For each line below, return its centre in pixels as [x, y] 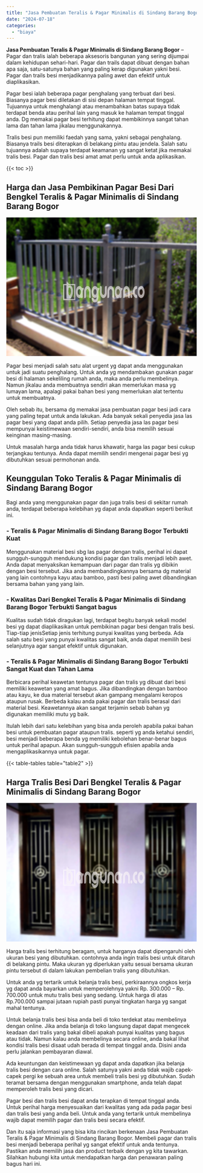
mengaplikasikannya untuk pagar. [48, 751]
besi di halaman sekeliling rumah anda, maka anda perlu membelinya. [93, 378]
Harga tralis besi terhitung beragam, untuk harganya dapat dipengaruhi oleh [101, 951]
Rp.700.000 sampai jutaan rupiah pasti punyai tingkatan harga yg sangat [96, 1001]
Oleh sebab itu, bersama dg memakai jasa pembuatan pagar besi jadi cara [98, 409]
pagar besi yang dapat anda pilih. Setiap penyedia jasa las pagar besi [92, 422]
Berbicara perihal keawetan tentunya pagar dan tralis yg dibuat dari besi [96, 682]
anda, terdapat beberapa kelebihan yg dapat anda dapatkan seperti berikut [100, 509]
